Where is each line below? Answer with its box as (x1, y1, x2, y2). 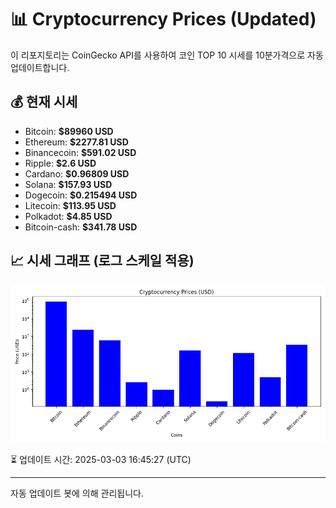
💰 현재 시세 (10, 94, 78, 111)
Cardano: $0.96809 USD (24, 167, 130, 180)
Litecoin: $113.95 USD (24, 199, 117, 211)
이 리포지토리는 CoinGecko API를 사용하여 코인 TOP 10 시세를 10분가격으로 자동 (10, 49, 324, 61)
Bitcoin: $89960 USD (24, 125, 114, 137)
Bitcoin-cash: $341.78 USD (24, 221, 138, 233)
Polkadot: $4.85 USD (24, 210, 113, 222)
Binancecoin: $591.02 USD (24, 146, 137, 158)
